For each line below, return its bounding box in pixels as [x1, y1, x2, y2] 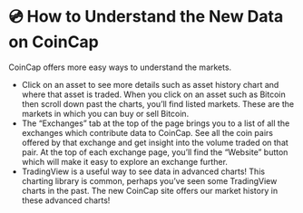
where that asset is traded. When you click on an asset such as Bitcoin [21, 89, 287, 100]
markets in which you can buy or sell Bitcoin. [21, 108, 190, 119]
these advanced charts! [21, 195, 111, 206]
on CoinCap [8, 32, 99, 53]
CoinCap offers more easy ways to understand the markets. [8, 62, 232, 73]
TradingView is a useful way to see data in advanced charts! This [21, 166, 265, 177]
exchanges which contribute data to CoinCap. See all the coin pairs [21, 127, 274, 138]
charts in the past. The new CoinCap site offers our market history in [21, 185, 279, 196]
